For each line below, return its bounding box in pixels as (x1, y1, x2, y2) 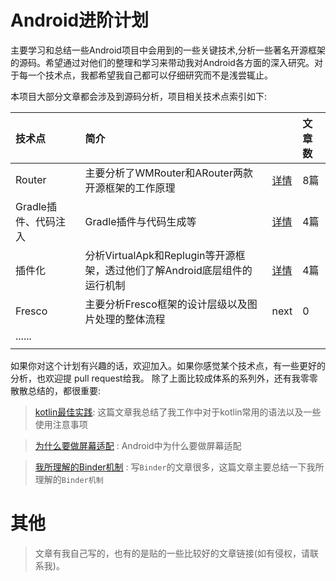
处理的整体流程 (94, 312, 166, 326)
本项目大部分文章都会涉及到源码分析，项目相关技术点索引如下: (10, 90, 268, 102)
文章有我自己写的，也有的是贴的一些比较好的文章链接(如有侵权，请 (34, 547, 310, 559)
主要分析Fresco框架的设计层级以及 (84, 297, 248, 311)
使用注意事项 (34, 418, 88, 430)
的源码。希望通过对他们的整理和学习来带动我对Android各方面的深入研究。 (10, 56, 315, 68)
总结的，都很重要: (27, 384, 102, 396)
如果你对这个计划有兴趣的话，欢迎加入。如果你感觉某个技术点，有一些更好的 (10, 359, 326, 371)
